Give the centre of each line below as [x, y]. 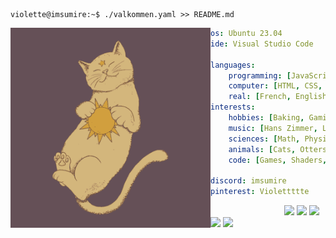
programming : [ [260, 75]
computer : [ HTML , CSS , [275, 86]
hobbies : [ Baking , [266, 118]
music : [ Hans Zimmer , [273, 128]
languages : [233, 65]
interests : [233, 107]
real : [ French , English [278, 97]
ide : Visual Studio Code [262, 44]
